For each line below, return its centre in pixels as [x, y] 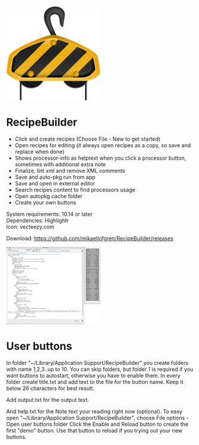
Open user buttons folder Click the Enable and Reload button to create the [97, 424]
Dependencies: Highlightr [38, 220]
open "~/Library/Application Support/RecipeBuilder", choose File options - [98, 418]
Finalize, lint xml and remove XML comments [70, 170]
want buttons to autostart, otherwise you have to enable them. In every [93, 376]
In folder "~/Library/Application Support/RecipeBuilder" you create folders [97, 363]
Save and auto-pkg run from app [55, 177]
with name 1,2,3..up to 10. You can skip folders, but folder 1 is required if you [100, 369]
